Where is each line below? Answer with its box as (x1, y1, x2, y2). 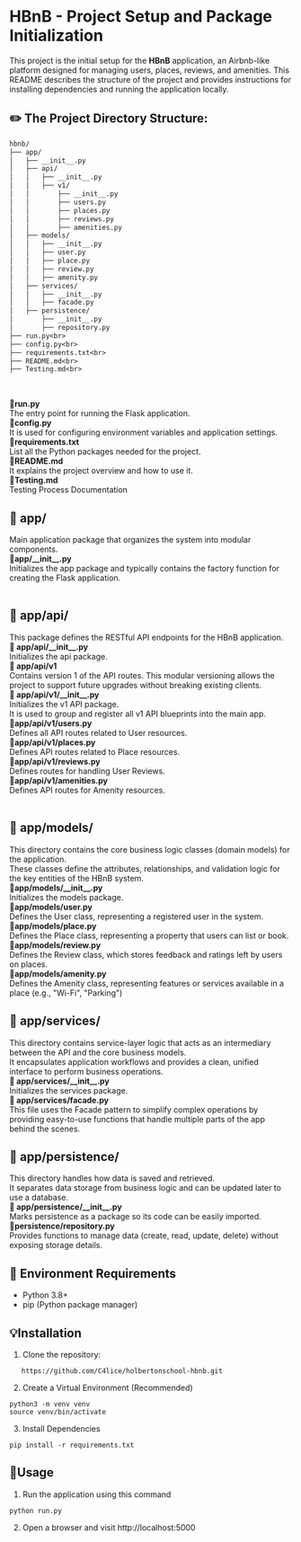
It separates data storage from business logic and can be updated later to (9, 1183, 281, 1193)
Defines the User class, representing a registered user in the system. (9, 910, 264, 922)
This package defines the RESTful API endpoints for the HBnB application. (9, 632, 284, 642)
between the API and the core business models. (9, 1047, 187, 1058)
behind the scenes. (9, 1123, 81, 1134)
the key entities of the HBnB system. (9, 873, 144, 883)
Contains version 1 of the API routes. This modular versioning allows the (9, 669, 276, 680)
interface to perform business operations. (9, 1066, 164, 1077)
